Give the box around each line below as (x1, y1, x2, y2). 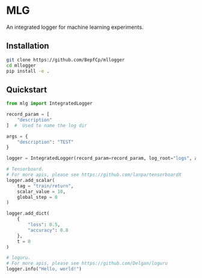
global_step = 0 (17, 194, 58, 200)
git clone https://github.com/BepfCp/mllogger (6, 56, 125, 63)
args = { (6, 133, 28, 139)
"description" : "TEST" (17, 139, 74, 145)
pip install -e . (6, 68, 50, 74)
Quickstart (6, 85, 47, 95)
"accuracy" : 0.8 (28, 227, 69, 233)
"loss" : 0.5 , (28, 222, 61, 228)
